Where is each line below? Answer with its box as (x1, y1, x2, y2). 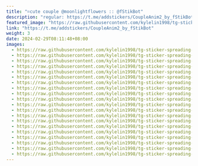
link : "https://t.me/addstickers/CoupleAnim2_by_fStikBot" (6, 25, 154, 31)
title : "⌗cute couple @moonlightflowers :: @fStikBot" (6, 8, 143, 15)
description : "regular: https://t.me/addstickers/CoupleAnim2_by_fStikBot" (6, 14, 196, 20)
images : (6, 42, 25, 48)
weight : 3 (6, 31, 31, 36)
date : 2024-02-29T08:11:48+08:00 (6, 36, 88, 42)
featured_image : (6, 19, 46, 25)
